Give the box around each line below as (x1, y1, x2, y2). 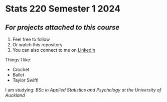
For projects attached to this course (5, 23, 120, 32)
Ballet (12, 72, 25, 78)
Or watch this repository (12, 42, 63, 48)
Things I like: (5, 57, 32, 63)
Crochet (12, 66, 30, 72)
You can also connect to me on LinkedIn (12, 47, 96, 53)
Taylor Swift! (12, 77, 39, 83)
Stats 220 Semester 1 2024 (5, 3, 121, 15)
